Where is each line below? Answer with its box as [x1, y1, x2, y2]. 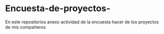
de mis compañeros [5, 24, 46, 30]
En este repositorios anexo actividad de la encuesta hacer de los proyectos [5, 19, 159, 25]
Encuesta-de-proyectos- [5, 3, 111, 14]
